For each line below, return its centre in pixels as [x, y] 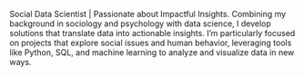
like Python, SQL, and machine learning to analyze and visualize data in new [152, 52]
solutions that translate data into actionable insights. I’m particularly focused [152, 33]
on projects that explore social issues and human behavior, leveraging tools [151, 43]
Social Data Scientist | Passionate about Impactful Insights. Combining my [148, 14]
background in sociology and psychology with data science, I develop [140, 24]
